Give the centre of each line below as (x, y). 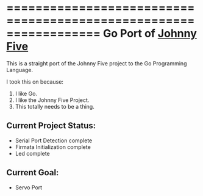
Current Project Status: (51, 126)
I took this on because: (35, 82)
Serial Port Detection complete (54, 140)
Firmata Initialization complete (53, 147)
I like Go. (26, 93)
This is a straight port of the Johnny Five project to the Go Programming (97, 63)
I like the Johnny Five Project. (52, 100)
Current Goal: (33, 172)
